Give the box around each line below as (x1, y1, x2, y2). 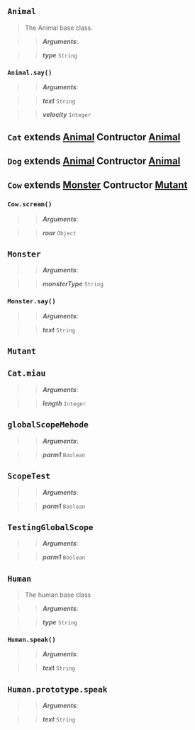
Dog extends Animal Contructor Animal (7, 155, 181, 167)
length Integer (42, 399, 87, 408)
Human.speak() (7, 636, 56, 644)
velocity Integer (42, 111, 91, 119)
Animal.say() (7, 68, 52, 77)
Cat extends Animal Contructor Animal (7, 131, 181, 143)
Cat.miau (7, 369, 46, 378)
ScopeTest (7, 471, 51, 481)
